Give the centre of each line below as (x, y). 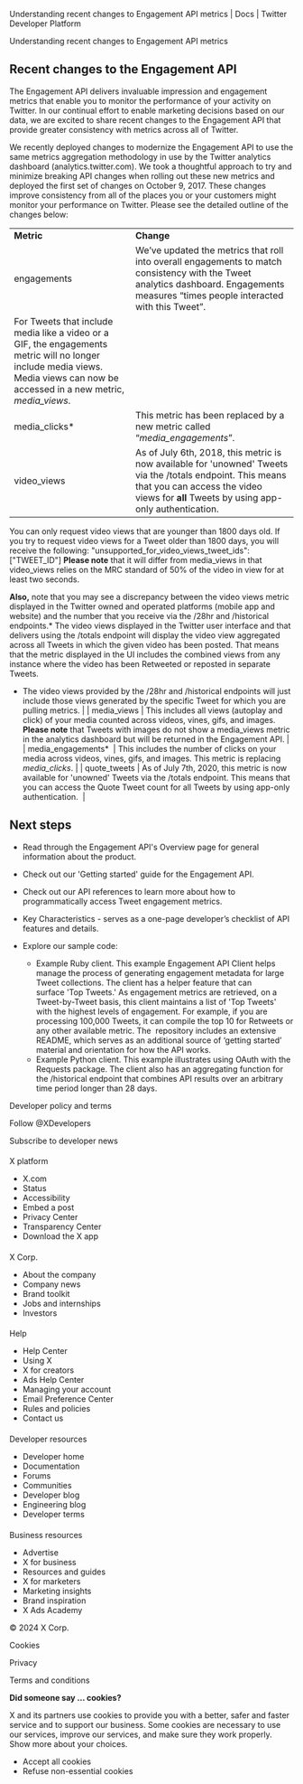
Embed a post (48, 1207)
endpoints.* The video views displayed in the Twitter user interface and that (150, 625)
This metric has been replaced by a (210, 415)
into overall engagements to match (208, 261)
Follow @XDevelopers (50, 1123)
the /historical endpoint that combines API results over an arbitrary (160, 1078)
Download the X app (60, 1236)
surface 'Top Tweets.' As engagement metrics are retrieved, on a (156, 992)
